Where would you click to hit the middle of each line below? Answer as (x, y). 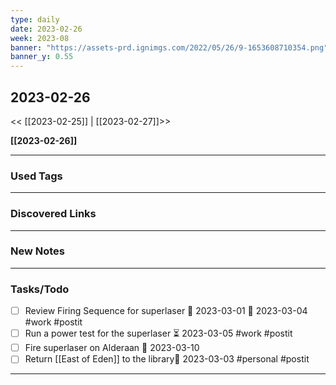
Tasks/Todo (40, 289)
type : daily (35, 19)
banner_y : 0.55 (42, 57)
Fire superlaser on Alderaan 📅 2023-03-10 (112, 348)
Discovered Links (53, 214)
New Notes (38, 251)
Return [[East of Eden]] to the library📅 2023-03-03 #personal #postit (167, 359)
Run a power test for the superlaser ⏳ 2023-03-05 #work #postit (158, 333)
